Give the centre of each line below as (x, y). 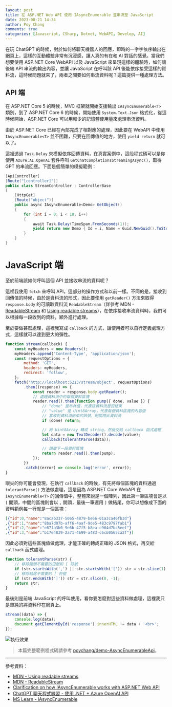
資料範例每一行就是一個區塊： (37, 509)
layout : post (19, 10)
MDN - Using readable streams (45, 676)
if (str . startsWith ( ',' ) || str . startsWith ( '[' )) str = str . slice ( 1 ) (90, 569)
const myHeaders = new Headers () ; (51, 349)
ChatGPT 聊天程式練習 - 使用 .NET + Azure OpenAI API (71, 693)
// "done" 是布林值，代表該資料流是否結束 (82, 406)
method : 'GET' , (40, 363)
